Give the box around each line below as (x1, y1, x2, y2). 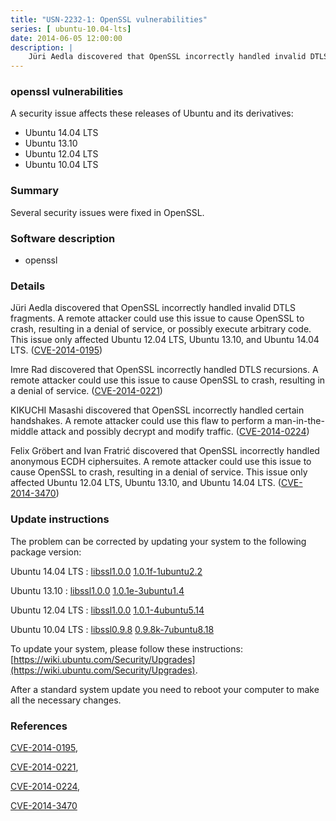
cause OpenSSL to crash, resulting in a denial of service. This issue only (10, 466, 308, 478)
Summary (10, 184, 60, 198)
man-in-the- (274, 415, 325, 427)
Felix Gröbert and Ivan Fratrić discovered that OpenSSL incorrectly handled (10, 445, 320, 457)
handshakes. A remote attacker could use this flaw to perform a (10, 415, 273, 427)
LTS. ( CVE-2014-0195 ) (10, 344, 103, 356)
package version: (10, 546, 82, 558)
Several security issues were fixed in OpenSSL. (10, 206, 205, 218)
